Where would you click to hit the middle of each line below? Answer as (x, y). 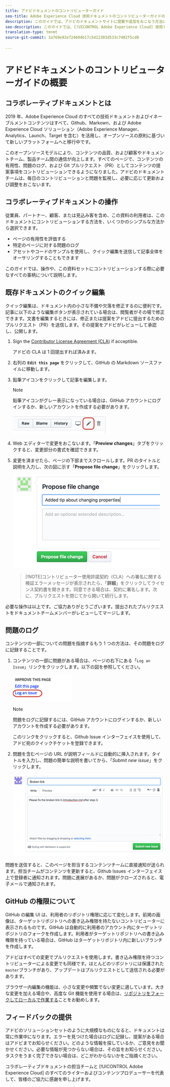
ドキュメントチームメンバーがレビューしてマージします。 (73, 613)
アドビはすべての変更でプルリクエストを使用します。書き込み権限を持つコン (85, 957)
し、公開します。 (23, 331)
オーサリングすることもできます (46, 258)
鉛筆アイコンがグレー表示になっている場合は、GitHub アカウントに (82, 400)
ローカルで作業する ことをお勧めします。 (60, 1000)
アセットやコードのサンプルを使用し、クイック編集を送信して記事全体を (88, 251)
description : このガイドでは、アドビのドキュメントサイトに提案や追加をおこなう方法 (84, 21)
